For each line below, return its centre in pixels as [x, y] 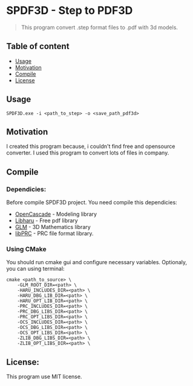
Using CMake [26, 249]
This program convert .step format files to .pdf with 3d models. [100, 27]
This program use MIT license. [44, 377]
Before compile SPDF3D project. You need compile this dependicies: [92, 202]
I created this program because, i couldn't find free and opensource [91, 147]
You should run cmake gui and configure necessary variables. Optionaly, [97, 262]
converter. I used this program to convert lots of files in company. [88, 153]
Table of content [38, 46]
